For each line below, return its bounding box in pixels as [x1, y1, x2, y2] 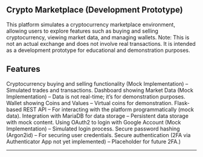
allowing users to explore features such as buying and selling [6, 27, 159, 34]
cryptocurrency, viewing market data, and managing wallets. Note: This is [6, 33, 190, 41]
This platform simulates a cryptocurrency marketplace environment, [6, 21, 175, 28]
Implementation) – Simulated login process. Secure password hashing [6, 125, 180, 132]
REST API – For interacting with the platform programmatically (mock [23, 106, 195, 113]
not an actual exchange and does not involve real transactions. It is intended [6, 40, 196, 47]
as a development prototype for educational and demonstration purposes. [6, 46, 190, 54]
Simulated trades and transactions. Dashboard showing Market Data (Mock [6, 86, 193, 94]
